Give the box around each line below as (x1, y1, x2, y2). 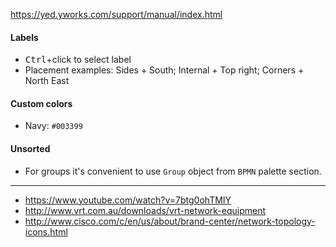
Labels (10, 31, 39, 43)
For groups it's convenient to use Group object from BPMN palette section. (24, 165, 322, 177)
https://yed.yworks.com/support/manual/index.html (10, 9, 223, 20)
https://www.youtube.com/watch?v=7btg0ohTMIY (24, 194, 232, 206)
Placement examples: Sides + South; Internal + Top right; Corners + (24, 64, 305, 76)
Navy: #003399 (24, 120, 83, 132)
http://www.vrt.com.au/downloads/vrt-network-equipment (24, 204, 267, 216)
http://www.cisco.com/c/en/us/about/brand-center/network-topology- (24, 215, 316, 227)
